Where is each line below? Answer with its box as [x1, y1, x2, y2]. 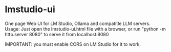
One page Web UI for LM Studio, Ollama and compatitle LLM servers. [5, 20, 151, 27]
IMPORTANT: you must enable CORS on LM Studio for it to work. [5, 41, 141, 47]
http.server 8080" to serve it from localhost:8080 [5, 31, 109, 37]
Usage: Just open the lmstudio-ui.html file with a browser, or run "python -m [5, 25, 166, 32]
